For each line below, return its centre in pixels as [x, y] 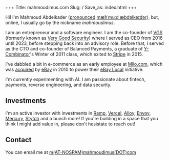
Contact [18, 140]
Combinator [18, 54]
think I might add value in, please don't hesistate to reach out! [70, 124]
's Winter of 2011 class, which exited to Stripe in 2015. [87, 54]
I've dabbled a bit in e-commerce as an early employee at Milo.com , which [84, 64]
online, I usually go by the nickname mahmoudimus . [60, 23]
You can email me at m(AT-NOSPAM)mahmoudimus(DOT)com [71, 152]
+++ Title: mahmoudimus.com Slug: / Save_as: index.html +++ [71, 7]
